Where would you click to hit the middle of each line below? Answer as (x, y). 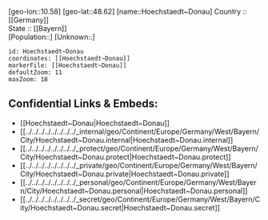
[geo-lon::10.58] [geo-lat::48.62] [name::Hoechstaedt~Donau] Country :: (128, 12)
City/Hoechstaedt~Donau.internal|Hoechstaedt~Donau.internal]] (126, 139)
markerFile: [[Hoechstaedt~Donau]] (68, 65)
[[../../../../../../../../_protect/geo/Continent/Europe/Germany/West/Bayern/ (139, 148)
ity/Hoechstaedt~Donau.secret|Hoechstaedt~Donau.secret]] (120, 207)
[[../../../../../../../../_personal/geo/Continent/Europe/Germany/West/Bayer (138, 182)
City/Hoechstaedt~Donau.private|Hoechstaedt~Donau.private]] (124, 174)
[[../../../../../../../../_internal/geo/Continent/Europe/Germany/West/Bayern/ (140, 132)
